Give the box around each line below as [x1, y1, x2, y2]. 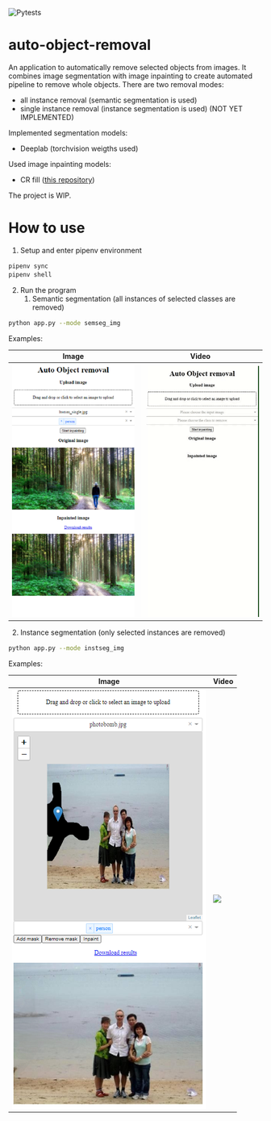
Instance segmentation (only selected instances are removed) [19, 627, 226, 637]
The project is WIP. [8, 190, 72, 200]
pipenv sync [8, 262, 48, 270]
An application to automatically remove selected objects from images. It [8, 62, 247, 72]
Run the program [19, 285, 77, 294]
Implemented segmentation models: [8, 127, 128, 137]
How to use [8, 219, 85, 237]
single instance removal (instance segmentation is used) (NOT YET [19, 103, 244, 113]
